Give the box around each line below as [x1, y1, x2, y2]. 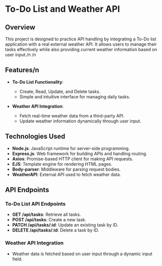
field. [12, 256, 23, 262]
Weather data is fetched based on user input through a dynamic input [12, 251, 153, 257]
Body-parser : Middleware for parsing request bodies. [12, 166, 121, 172]
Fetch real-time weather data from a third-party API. [19, 113, 125, 118]
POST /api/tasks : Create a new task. [12, 217, 87, 223]
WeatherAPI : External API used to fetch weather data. [12, 171, 121, 177]
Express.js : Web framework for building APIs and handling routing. [12, 150, 148, 156]
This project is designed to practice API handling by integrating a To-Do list [5, 36, 157, 42]
